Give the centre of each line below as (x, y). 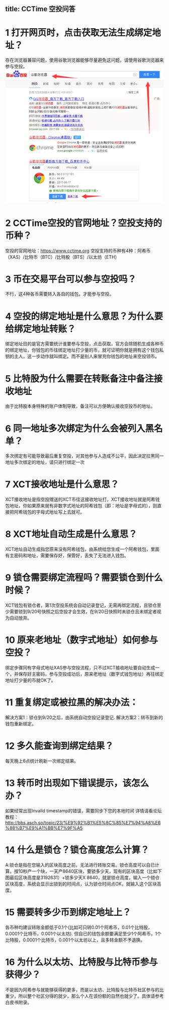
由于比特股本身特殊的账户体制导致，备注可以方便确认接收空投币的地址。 (80, 406)
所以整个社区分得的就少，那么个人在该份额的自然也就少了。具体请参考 (91, 996)
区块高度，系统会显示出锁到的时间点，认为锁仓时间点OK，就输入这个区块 (81, 883)
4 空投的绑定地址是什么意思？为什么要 (84, 316)
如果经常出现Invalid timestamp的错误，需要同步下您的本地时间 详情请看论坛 (83, 810)
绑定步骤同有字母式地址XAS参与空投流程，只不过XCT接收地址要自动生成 (80, 668)
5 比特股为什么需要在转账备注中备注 (80, 378)
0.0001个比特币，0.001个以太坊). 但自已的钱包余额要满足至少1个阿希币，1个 (83, 933)
